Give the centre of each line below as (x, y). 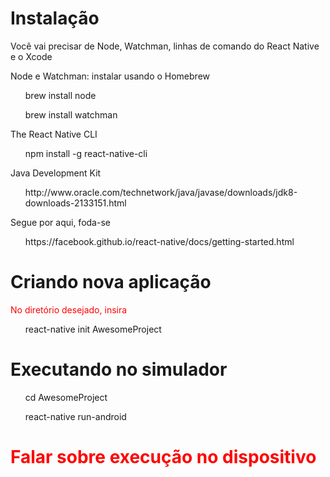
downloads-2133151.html (75, 203)
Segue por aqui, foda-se (60, 222)
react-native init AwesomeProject (93, 329)
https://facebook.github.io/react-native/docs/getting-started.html (159, 241)
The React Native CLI (54, 134)
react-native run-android (75, 416)
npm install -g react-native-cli (86, 153)
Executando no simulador (119, 369)
